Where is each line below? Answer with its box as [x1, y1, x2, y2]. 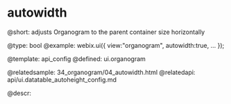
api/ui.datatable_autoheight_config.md [7, 75, 117, 84]
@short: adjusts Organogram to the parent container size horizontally [7, 28, 205, 36]
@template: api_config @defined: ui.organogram [7, 54, 146, 63]
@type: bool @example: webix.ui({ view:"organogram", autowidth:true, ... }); [7, 41, 225, 49]
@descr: [7, 89, 31, 97]
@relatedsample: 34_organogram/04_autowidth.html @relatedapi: [7, 68, 196, 76]
